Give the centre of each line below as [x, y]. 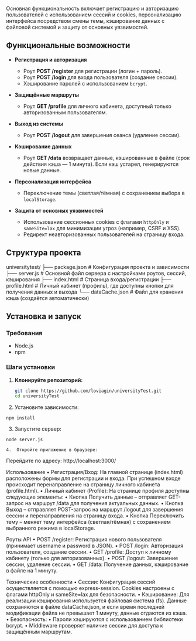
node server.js [25, 440]
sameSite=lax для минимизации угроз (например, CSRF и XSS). [102, 228]
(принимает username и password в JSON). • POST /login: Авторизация [95, 546]
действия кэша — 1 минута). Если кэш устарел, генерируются [101, 164]
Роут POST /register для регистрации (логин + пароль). [93, 71]
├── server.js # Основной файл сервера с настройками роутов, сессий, [96, 273]
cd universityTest [37, 396]
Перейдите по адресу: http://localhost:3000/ [61, 461]
